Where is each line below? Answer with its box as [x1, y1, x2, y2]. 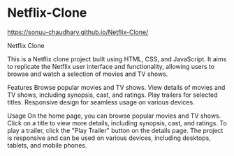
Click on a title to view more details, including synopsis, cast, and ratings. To [7, 118, 227, 127]
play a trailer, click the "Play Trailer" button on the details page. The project [7, 126, 224, 134]
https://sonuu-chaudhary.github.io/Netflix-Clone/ [7, 28, 149, 36]
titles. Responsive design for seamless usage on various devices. [7, 97, 195, 106]
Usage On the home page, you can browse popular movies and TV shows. [7, 111, 221, 120]
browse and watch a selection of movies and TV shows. [7, 70, 168, 78]
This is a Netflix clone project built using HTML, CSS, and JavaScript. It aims [7, 54, 227, 63]
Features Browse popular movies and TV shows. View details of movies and [7, 83, 226, 91]
